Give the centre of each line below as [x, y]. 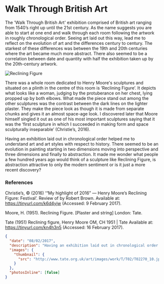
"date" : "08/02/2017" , [32, 241]
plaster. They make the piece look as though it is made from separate [75, 109]
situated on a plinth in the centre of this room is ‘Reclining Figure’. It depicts [81, 88]
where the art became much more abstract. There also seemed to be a [76, 53]
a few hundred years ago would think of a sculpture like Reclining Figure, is [81, 159]
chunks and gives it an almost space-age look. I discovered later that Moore [81, 114]
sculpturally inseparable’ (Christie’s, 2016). [48, 129]
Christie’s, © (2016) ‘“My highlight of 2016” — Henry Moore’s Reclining [76, 193]
